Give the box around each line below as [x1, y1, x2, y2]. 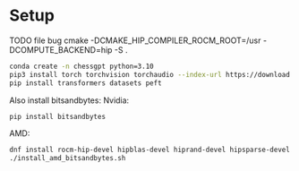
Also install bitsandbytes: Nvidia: [9, 95, 130, 106]
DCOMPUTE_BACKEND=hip [9, 44, 113, 55]
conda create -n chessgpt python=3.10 [9, 62, 154, 71]
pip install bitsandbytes [9, 112, 106, 121]
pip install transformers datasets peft [9, 78, 163, 88]
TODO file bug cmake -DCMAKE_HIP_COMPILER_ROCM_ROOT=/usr [9, 35, 261, 46]
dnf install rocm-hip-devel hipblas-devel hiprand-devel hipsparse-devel [9, 145, 291, 155]
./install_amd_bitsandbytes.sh [9, 154, 126, 163]
